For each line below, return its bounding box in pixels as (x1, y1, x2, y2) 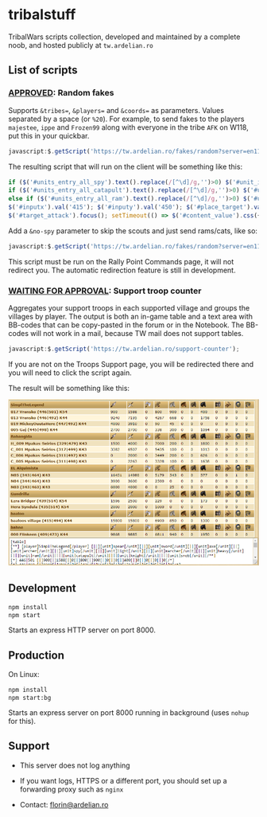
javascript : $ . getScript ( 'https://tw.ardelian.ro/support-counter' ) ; (8, 345, 240, 354)
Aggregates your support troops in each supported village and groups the (8, 303, 250, 313)
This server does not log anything (19, 760, 130, 770)
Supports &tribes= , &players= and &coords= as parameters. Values (8, 105, 225, 115)
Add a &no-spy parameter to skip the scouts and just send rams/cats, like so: (8, 225, 258, 236)
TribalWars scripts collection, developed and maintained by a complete (8, 32, 241, 41)
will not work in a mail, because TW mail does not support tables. (30, 329, 244, 338)
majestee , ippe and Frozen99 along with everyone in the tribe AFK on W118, (8, 122, 249, 132)
